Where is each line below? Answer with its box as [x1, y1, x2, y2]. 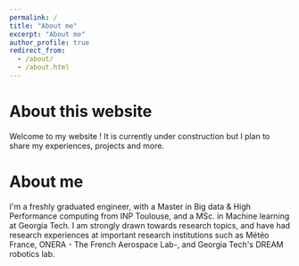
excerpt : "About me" [9, 29, 87, 38]
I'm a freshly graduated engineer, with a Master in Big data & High [9, 201, 252, 212]
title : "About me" [9, 21, 78, 30]
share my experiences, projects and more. [9, 140, 165, 151]
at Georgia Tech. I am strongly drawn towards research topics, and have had [9, 220, 291, 230]
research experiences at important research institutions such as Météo [9, 229, 270, 240]
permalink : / [9, 12, 58, 22]
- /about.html [17, 63, 70, 72]
